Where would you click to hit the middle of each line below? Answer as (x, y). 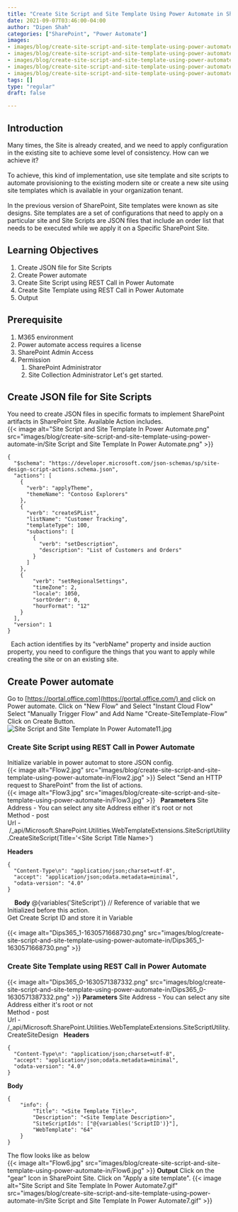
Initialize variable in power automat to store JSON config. (90, 763)
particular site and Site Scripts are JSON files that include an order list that (116, 220)
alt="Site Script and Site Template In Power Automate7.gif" (93, 1185)
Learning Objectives (53, 250)
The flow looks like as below (49, 1155)
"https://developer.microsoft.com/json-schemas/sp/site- (134, 463)
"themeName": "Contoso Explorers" (77, 495)
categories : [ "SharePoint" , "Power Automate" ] (77, 34)
